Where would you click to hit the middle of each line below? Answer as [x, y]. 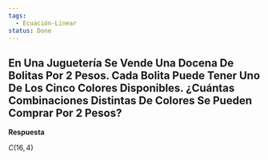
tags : [17, 16]
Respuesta [27, 132]
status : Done [30, 30]
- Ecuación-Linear [46, 23]
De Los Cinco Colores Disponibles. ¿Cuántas [122, 88]
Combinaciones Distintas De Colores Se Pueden [130, 100]
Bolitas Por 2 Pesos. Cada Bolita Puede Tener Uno [134, 76]
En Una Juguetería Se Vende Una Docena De [121, 63]
